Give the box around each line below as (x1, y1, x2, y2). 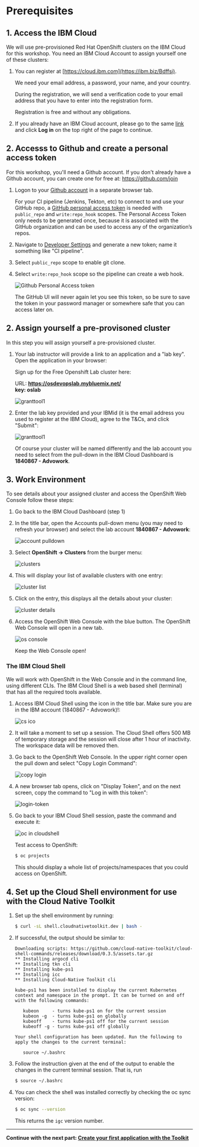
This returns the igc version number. (14, 1117, 104, 1124)
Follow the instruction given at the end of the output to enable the (14, 1060, 175, 1067)
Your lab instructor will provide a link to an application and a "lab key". (14, 350, 185, 358)
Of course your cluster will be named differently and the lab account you (14, 444, 192, 452)
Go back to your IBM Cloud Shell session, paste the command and (14, 812, 176, 819)
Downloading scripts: (14, 946, 68, 952)
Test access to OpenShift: (14, 841, 78, 848)
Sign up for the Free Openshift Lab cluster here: (14, 368, 131, 375)
